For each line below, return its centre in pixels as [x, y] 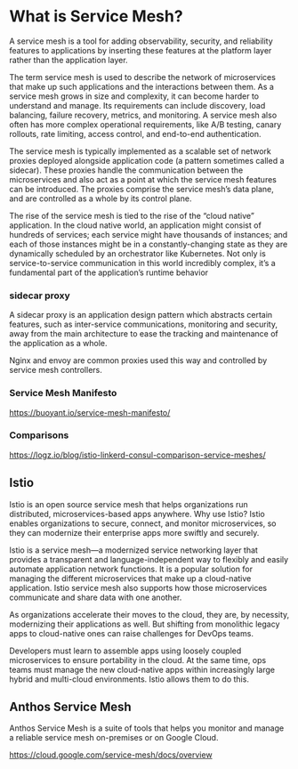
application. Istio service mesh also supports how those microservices [138, 587]
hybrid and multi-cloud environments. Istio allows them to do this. [129, 679]
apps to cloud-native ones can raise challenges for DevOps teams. [131, 633]
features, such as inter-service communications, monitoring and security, [144, 324]
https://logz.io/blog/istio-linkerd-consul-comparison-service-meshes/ [137, 455]
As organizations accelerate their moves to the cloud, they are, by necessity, [149, 614]
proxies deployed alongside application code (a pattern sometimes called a [147, 160]
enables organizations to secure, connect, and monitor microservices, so [143, 523]
